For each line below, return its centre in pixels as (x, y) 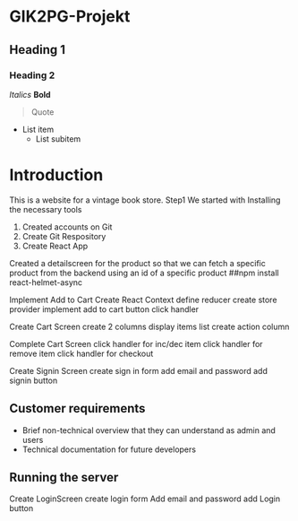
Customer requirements (77, 408)
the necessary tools (46, 209)
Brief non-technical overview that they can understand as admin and (149, 430)
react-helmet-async (46, 282)
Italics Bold (30, 94)
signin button (34, 380)
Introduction (56, 175)
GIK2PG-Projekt (70, 17)
